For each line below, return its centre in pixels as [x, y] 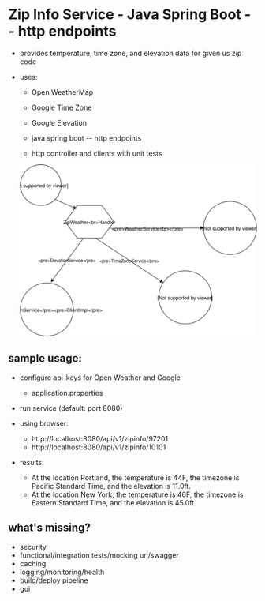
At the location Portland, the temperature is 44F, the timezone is [135, 477]
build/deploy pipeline [54, 580]
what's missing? [49, 528]
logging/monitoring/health [62, 572]
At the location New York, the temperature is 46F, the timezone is [137, 494]
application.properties [67, 393]
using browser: [44, 423]
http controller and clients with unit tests [97, 153]
